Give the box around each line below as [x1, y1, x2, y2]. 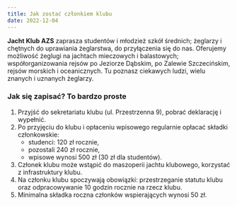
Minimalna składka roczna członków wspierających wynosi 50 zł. [17, 190, 207, 199]
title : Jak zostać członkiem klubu [7, 10, 112, 18]
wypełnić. [17, 115, 46, 124]
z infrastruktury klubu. [17, 168, 83, 176]
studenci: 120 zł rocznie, [28, 137, 100, 146]
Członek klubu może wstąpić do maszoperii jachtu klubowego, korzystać [17, 160, 231, 168]
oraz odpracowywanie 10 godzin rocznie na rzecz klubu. [17, 183, 183, 191]
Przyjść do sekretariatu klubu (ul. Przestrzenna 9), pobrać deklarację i [17, 108, 221, 116]
